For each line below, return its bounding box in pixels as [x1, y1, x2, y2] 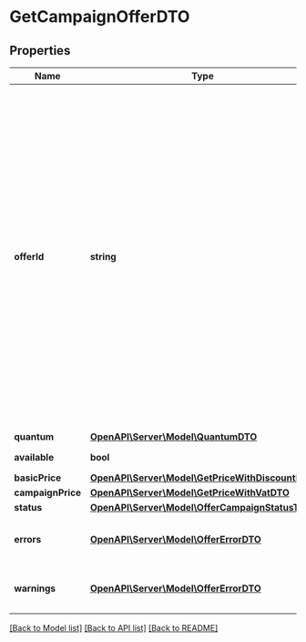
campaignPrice [14, 486, 82, 499]
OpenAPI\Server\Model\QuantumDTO [89, 430, 258, 443]
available [14, 451, 55, 463]
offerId [14, 251, 45, 263]
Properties [9, 43, 71, 58]
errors [14, 533, 42, 545]
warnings [14, 582, 56, 595]
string [89, 251, 117, 263]
